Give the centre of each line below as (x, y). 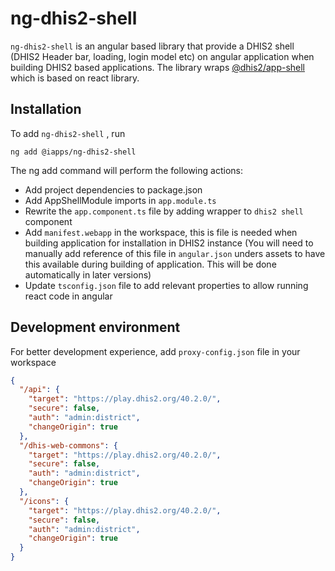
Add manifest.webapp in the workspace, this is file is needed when (161, 232)
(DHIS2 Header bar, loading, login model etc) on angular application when (162, 56)
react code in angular (68, 296)
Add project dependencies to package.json (113, 189)
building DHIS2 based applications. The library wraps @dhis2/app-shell (158, 67)
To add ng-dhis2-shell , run (68, 133)
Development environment (95, 327)
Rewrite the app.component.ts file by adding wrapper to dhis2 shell (164, 211)
